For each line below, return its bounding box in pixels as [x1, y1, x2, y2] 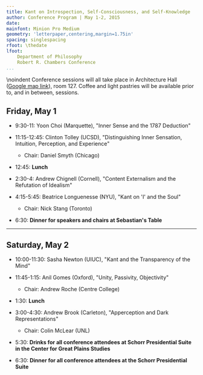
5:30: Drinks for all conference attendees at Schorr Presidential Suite [14, 339, 192, 346]
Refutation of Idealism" [14, 181, 72, 189]
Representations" [14, 315, 59, 323]
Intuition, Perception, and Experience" [14, 140, 110, 148]
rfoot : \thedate [6, 43, 47, 49]
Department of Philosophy [17, 54, 83, 60]
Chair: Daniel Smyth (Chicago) [24, 152, 100, 159]
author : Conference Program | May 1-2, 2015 [6, 14, 120, 20]
